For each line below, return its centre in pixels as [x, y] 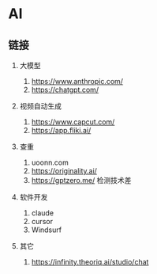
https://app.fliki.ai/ [61, 130]
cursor [42, 221]
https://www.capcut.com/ [73, 122]
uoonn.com [50, 162]
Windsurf [46, 230]
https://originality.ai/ [64, 171]
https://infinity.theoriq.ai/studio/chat [90, 262]
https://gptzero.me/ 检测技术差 [81, 180]
